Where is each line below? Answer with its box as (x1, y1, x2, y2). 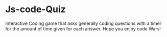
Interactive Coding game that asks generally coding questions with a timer (5, 20, 162, 26)
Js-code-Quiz (5, 4, 66, 15)
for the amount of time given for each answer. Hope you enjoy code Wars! (5, 25, 161, 31)
